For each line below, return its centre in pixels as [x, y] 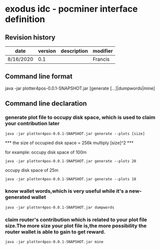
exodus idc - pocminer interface [71, 9]
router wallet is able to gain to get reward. [55, 231]
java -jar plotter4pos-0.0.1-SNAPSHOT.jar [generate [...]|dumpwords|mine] [80, 88]
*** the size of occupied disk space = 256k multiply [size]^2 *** [70, 143]
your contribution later [32, 124]
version [47, 51]
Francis [101, 59]
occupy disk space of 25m [32, 170]
